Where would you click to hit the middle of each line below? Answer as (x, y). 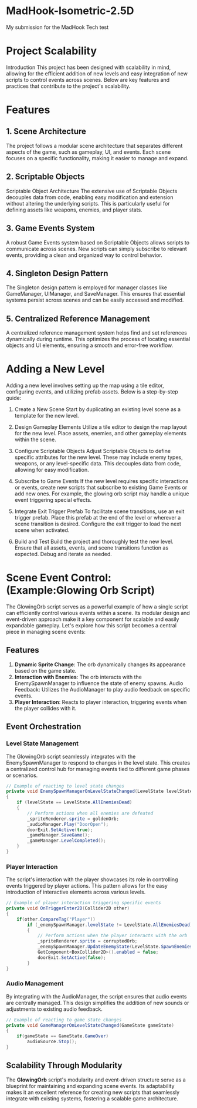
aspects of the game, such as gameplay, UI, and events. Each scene (89, 152)
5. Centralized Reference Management (78, 318)
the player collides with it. (45, 708)
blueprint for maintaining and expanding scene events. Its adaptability (90, 1086)
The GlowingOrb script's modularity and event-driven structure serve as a (96, 1080)
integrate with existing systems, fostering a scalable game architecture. (92, 1098)
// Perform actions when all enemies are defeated (90, 813)
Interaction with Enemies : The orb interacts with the (78, 677)
